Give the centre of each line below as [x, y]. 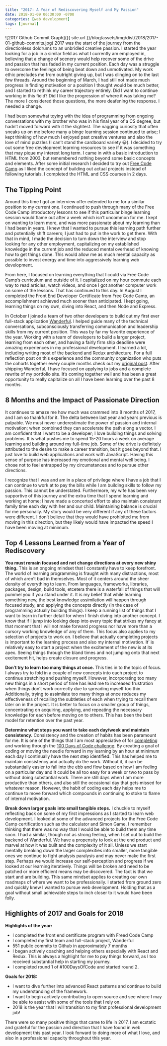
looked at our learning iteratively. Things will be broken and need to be [77, 866]
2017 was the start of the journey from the [97, 43]
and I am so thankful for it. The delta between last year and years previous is [84, 417]
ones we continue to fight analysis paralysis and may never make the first [80, 856]
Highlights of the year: [29, 925]
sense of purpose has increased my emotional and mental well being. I [78, 460]
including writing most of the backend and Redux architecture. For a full [79, 353]
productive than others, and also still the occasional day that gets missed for [83, 783]
